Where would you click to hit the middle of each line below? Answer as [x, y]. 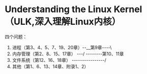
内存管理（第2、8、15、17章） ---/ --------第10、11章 [68, 54]
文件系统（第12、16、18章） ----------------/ [59, 60]
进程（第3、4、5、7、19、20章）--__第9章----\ [62, 47]
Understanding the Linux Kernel [73, 9]
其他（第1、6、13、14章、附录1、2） [50, 66]
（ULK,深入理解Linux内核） [63, 22]
